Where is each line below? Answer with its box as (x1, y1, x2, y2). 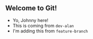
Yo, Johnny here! (12, 17, 49, 23)
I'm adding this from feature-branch (12, 27, 88, 34)
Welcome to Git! (5, 4, 57, 12)
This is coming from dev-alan (12, 22, 74, 28)
